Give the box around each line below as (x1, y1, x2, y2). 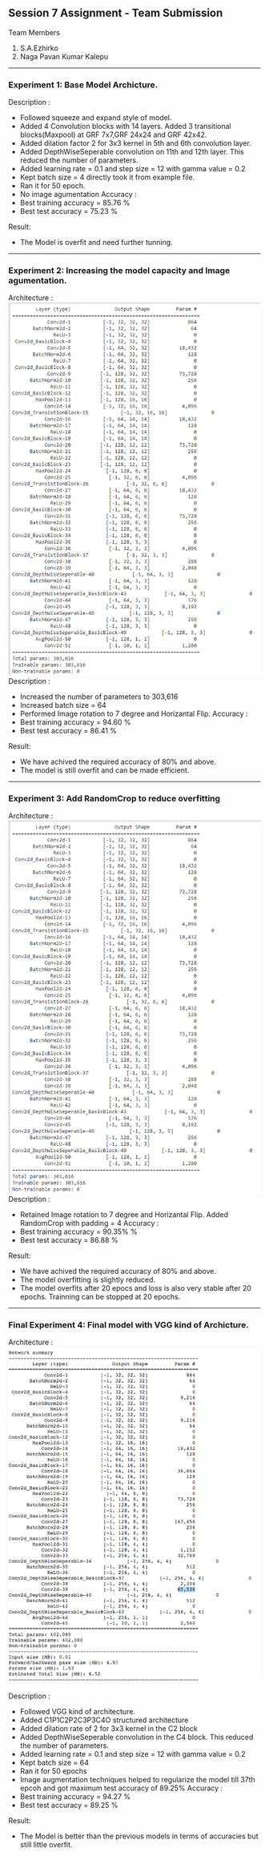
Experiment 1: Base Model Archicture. (8, 79, 159, 90)
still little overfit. (19, 1840, 73, 1850)
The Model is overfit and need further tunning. (19, 238, 174, 247)
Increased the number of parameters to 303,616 (19, 692, 179, 701)
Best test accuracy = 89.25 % (19, 1801, 118, 1810)
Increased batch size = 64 (19, 701, 106, 710)
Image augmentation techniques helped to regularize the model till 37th (19, 1775, 256, 1785)
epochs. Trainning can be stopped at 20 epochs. (19, 1292, 181, 1302)
